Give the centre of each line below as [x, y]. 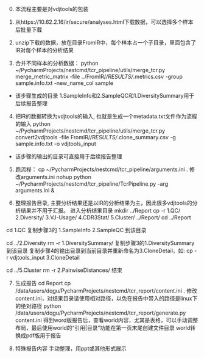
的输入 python [33, 124]
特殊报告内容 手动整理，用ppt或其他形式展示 [71, 348]
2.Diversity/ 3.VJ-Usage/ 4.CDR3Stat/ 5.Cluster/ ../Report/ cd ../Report [103, 217]
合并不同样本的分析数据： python [57, 63]
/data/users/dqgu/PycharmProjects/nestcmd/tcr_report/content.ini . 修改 [106, 291]
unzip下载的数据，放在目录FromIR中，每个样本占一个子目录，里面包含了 [106, 42]
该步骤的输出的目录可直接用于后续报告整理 [69, 156]
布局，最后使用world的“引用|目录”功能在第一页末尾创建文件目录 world [103, 328]
